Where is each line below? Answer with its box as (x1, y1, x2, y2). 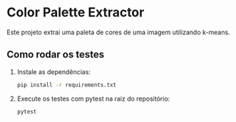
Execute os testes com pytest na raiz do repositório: (16, 94, 170, 103)
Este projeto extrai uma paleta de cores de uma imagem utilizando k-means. (6, 28, 230, 36)
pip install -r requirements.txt (16, 81, 117, 88)
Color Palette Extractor (6, 4, 145, 21)
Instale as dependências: (16, 67, 91, 76)
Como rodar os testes (6, 49, 105, 61)
